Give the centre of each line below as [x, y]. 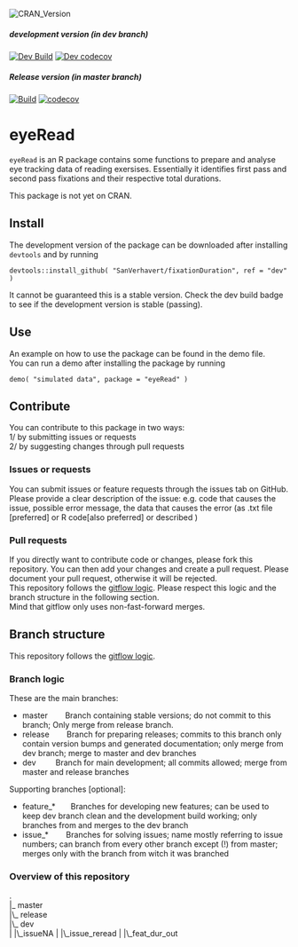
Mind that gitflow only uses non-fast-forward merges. [107, 606]
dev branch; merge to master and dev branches [109, 754]
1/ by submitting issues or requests [73, 437]
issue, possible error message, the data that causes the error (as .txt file [141, 508]
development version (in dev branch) [79, 34]
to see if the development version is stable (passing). [106, 304]
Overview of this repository [70, 876]
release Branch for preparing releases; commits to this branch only [152, 734]
